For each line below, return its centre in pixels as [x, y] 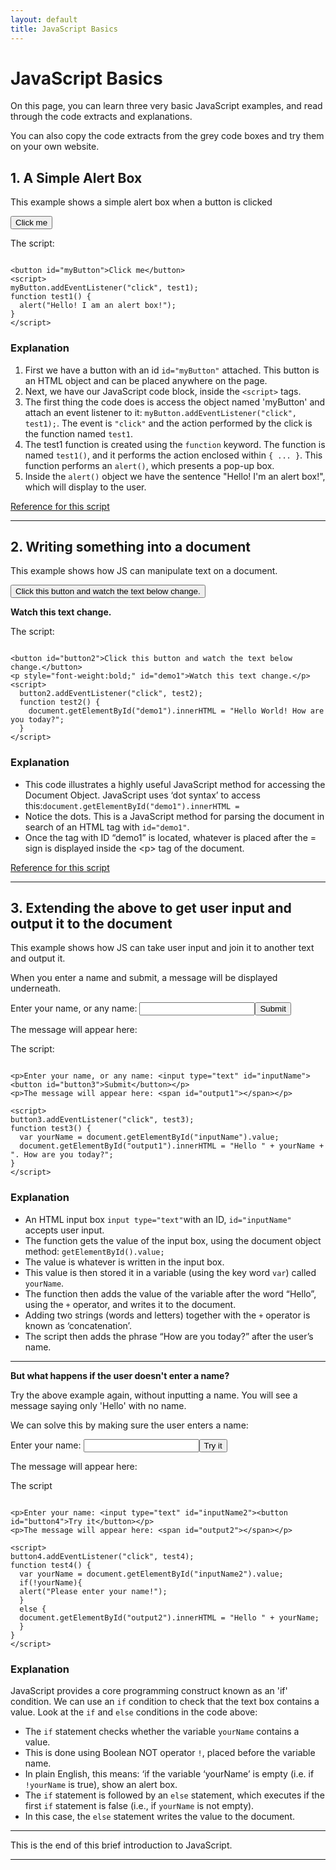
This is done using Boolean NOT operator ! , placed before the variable [170, 1753]
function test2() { [60, 702]
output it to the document [91, 924]
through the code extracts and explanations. [101, 117]
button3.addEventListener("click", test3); [102, 1120]
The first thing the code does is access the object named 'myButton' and [175, 402]
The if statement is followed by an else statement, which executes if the [174, 1795]
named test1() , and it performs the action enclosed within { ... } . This [173, 455]
